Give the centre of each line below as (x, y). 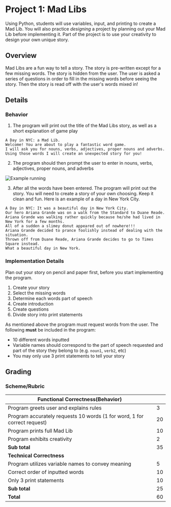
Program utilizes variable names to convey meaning (69, 464)
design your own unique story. (37, 40)
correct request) (27, 423)
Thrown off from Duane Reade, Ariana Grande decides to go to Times (79, 240)
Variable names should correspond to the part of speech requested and (88, 345)
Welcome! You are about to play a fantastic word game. (66, 145)
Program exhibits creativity (40, 439)
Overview (21, 56)
